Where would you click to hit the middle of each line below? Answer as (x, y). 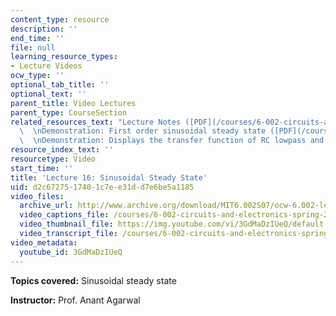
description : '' (44, 29)
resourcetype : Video (53, 159)
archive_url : (46, 206)
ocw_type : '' (37, 76)
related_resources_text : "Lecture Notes (96, 122)
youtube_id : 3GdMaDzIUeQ (71, 252)
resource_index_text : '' (62, 150)
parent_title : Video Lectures (73, 103)
